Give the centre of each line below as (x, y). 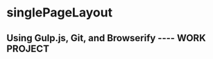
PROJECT (28, 48)
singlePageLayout (59, 13)
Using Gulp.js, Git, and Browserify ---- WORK (106, 38)
